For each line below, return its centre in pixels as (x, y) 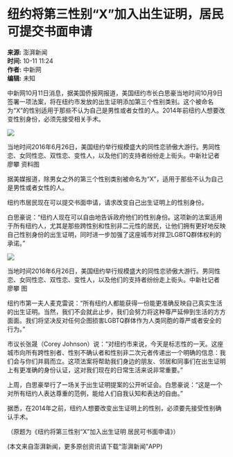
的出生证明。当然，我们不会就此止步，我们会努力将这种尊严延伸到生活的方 (113, 311)
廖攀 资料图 (23, 164)
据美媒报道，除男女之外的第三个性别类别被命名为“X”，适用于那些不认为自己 (115, 178)
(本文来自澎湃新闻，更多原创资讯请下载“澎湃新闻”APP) (85, 446)
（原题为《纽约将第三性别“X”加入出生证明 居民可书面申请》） (93, 431)
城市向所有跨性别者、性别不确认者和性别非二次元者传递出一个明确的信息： (113, 352)
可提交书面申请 (50, 32)
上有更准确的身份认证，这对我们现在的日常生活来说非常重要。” (95, 369)
